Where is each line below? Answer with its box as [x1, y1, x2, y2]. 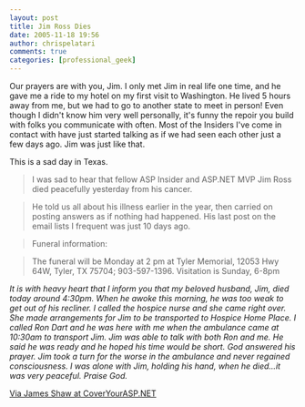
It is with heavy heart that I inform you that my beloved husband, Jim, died [9, 283, 290, 294]
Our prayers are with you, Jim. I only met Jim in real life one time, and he [9, 81, 281, 91]
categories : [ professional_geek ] [9, 56, 137, 65]
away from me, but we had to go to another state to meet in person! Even [9, 100, 284, 110]
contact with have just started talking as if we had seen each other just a [9, 129, 281, 139]
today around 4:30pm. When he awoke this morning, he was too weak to [9, 293, 284, 303]
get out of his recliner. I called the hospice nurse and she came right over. [9, 302, 287, 313]
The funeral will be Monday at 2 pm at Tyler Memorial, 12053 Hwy [31, 256, 280, 267]
